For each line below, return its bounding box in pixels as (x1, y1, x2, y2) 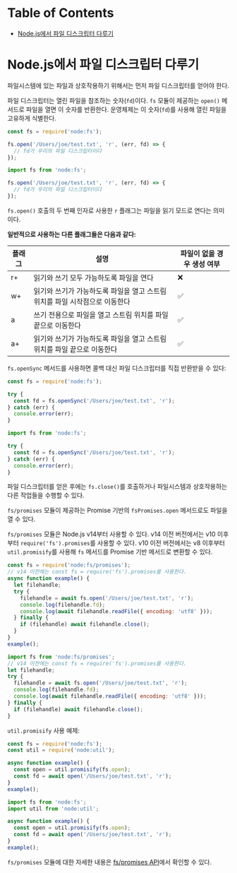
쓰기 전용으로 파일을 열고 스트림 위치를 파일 (33, 309, 169, 319)
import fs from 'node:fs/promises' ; (7, 653, 115, 660)
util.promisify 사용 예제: (7, 726, 80, 735)
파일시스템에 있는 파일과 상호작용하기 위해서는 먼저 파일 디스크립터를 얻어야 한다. (7, 81, 230, 90)
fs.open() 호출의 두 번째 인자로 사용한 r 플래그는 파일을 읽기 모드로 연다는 (7, 206, 212, 215)
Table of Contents (7, 5, 114, 21)
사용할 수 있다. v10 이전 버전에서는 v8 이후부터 (97, 539, 226, 547)
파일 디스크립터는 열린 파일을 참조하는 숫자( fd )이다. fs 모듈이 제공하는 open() (7, 96, 220, 105)
